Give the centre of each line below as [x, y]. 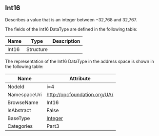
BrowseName [23, 102]
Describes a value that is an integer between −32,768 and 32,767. [71, 19]
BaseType [19, 118]
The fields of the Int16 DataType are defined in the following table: [71, 29]
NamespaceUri [25, 94]
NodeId [16, 86]
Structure [37, 49]
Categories [20, 126]
